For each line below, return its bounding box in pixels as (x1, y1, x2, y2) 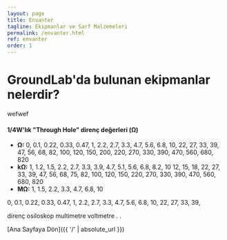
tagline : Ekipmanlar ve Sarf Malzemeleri (7, 23, 128, 30)
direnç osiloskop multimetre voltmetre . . (7, 212, 122, 220)
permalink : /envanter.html (7, 29, 85, 37)
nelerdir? (7, 87, 60, 102)
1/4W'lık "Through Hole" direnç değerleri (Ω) (7, 125, 139, 133)
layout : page (7, 10, 45, 17)
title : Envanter (7, 17, 54, 24)
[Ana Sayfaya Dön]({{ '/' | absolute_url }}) (7, 225, 125, 234)
